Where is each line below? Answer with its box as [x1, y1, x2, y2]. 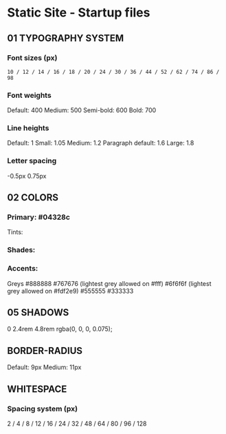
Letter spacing [7, 156, 57, 166]
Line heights [7, 123, 49, 133]
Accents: [7, 264, 38, 273]
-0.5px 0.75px [7, 172, 47, 180]
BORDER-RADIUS [7, 344, 83, 356]
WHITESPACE [7, 383, 67, 395]
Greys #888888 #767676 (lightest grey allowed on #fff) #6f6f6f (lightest [7, 279, 212, 287]
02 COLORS [7, 192, 59, 204]
